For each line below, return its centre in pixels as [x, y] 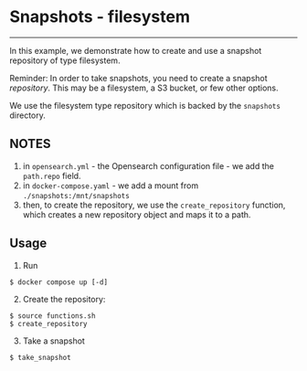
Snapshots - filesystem [100, 17]
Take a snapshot [53, 341]
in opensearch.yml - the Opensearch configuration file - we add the [148, 165]
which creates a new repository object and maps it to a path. [137, 214]
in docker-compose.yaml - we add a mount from [111, 185]
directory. [27, 115]
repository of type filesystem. [65, 60]
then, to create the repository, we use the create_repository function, [154, 205]
